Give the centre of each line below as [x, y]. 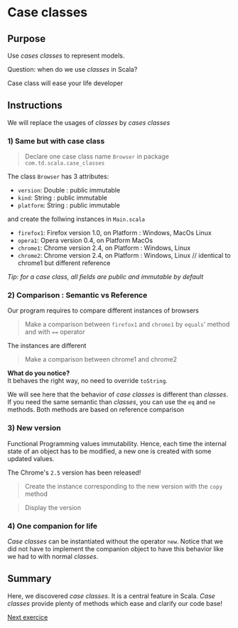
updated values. [31, 458]
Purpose [27, 39]
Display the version [53, 507]
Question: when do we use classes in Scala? [72, 69]
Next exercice [28, 617]
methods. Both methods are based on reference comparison [96, 410]
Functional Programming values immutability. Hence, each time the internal [117, 443]
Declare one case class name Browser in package [97, 156]
